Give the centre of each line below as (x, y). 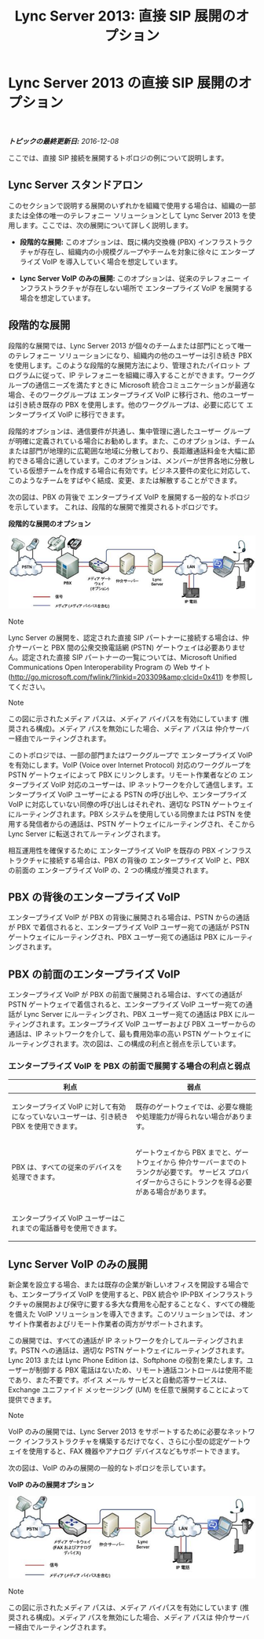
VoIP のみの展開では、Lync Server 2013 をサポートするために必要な (118, 1431)
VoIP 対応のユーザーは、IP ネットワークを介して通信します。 (149, 784)
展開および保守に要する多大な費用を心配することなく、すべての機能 (145, 1304)
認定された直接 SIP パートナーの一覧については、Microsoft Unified (129, 657)
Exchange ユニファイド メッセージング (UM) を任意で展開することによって (129, 1390)
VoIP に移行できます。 (93, 414)
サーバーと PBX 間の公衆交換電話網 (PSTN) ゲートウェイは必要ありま (126, 647)
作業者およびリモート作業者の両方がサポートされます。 (118, 1324)
